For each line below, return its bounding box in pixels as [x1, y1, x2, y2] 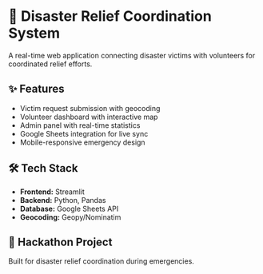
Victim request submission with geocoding [19, 103, 161, 113]
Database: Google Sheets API [19, 204, 119, 213]
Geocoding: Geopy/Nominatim [19, 212, 122, 222]
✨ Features [8, 82, 65, 96]
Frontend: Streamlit [19, 187, 86, 197]
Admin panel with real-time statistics [19, 120, 141, 130]
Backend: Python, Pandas [19, 195, 106, 205]
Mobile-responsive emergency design [19, 137, 145, 147]
